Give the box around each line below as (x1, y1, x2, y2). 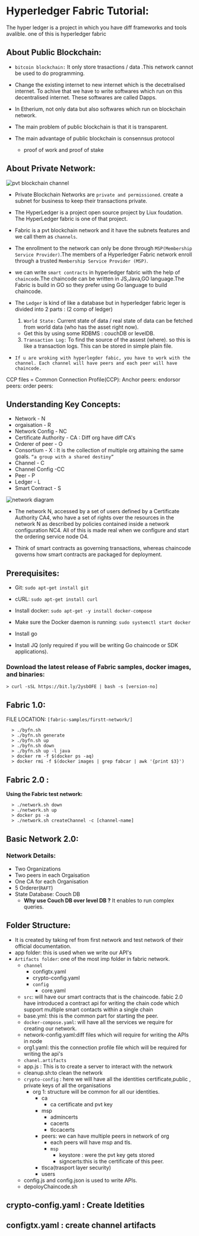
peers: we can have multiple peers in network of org (41, 1132, 169, 1140)
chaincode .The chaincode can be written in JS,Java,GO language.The (14, 275, 185, 282)
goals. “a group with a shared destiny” (14, 453, 114, 460)
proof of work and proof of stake (23, 146, 104, 153)
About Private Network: (6, 164, 96, 174)
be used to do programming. (14, 70, 85, 77)
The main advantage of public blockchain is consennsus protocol (14, 135, 175, 142)
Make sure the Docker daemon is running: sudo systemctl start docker (14, 619, 191, 626)
